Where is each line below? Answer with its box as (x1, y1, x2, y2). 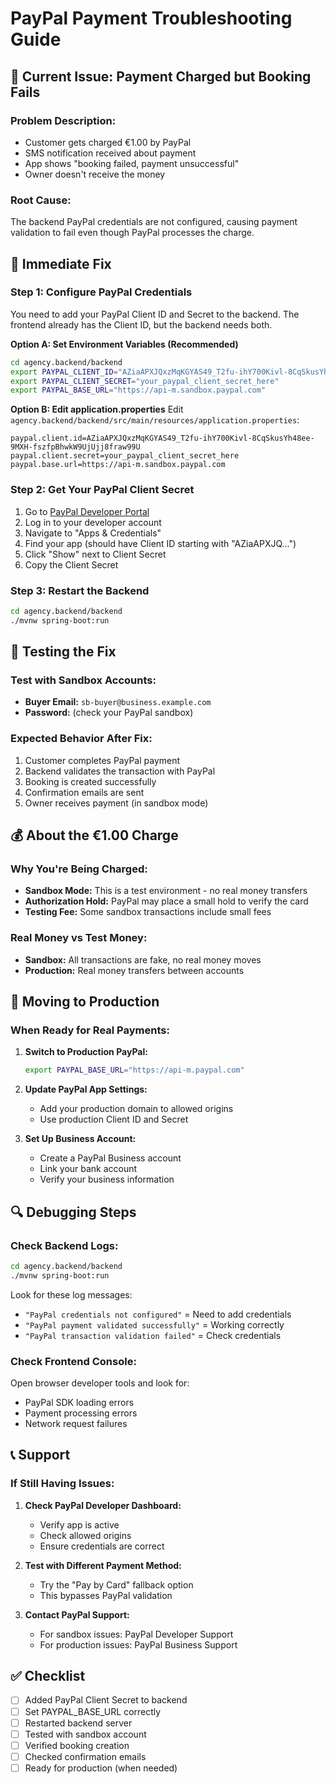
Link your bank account (39, 1163, 138, 1175)
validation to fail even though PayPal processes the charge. (10, 227, 255, 239)
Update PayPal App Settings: (24, 1083, 148, 1096)
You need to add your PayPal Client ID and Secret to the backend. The (10, 308, 300, 320)
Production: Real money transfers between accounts (24, 964, 245, 976)
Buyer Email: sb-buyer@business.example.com (24, 696, 212, 708)
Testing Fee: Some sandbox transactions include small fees (24, 906, 272, 918)
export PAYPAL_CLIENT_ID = (10, 367, 118, 377)
